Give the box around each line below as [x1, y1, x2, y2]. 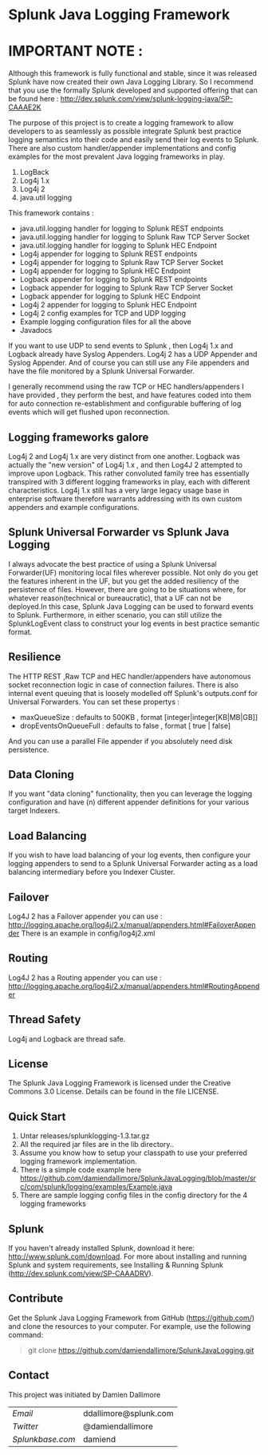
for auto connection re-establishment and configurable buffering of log [8, 399, 242, 409]
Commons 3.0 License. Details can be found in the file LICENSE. [8, 1087, 219, 1097]
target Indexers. [8, 806, 61, 816]
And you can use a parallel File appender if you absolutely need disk [8, 736, 233, 745]
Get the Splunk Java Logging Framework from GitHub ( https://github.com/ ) [8, 1313, 255, 1323]
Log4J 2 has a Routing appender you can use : [8, 972, 162, 983]
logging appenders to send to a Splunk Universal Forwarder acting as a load [8, 859, 258, 868]
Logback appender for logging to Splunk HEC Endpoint [19, 291, 201, 301]
